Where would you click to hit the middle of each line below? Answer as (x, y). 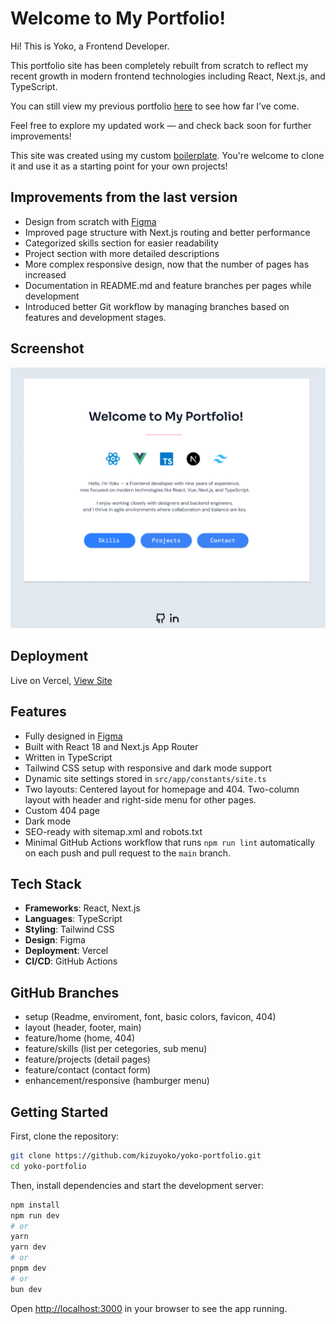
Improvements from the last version (124, 197)
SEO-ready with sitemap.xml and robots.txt (113, 831)
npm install (35, 1205)
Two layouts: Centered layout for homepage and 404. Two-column (162, 789)
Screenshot (47, 348)
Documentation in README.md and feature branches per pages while (168, 285)
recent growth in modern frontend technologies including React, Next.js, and (168, 76)
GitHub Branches (65, 992)
